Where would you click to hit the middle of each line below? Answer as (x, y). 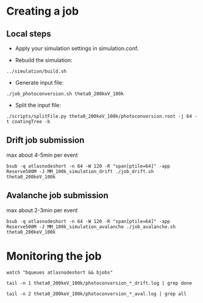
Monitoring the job (54, 256)
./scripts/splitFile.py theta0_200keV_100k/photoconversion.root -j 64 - (102, 116)
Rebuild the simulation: (44, 60)
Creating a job (43, 11)
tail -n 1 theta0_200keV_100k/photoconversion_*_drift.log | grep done (99, 283)
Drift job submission (45, 141)
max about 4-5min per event (42, 155)
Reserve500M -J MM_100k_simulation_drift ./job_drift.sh (80, 171)
